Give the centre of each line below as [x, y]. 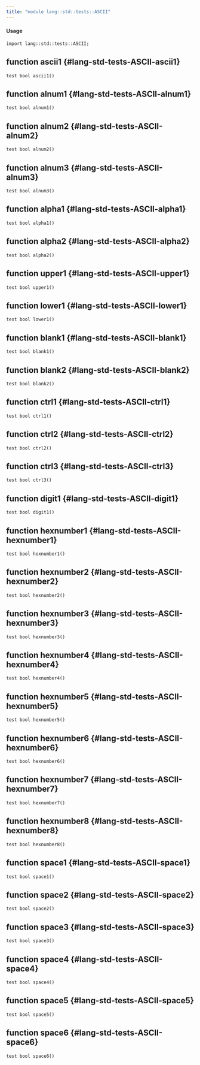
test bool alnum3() [30, 191]
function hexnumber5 [48, 697]
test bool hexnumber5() [36, 720]
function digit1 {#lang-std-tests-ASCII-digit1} [93, 498]
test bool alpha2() [30, 255]
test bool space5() [30, 1014]
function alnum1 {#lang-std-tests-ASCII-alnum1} [99, 94]
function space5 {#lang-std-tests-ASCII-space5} [100, 1001]
